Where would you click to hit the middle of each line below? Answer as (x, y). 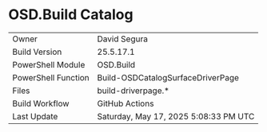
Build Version (37, 52)
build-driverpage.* (133, 91)
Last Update (35, 116)
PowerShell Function (51, 77)
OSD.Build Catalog (71, 15)
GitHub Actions (126, 103)
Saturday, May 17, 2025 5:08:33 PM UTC (176, 116)
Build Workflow (41, 103)
